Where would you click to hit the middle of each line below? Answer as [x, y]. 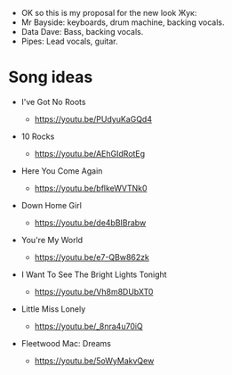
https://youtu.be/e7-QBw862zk [92, 257]
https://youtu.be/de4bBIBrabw [90, 223]
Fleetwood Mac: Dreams [66, 343]
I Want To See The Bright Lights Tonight [94, 274]
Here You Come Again [62, 171]
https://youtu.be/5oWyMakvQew [94, 361]
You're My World [52, 240]
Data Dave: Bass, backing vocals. [82, 32]
